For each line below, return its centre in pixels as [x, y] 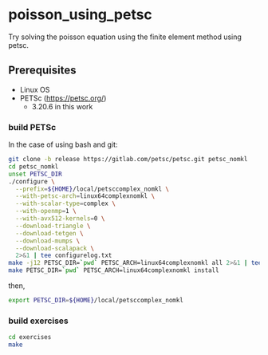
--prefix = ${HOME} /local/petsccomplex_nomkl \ [93, 189]
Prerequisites [42, 71]
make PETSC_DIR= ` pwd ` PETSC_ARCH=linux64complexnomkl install [114, 270]
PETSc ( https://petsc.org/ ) [63, 98]
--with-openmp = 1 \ [46, 211]
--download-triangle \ [53, 226]
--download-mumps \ [48, 241]
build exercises [39, 321]
